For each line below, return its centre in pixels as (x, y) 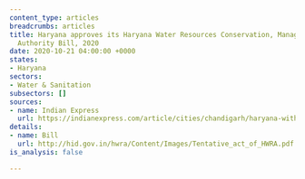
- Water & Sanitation (50, 85)
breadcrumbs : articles (52, 26)
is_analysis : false (46, 152)
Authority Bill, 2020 (59, 43)
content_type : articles (54, 18)
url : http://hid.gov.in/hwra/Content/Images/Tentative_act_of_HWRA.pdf (156, 144)
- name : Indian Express (54, 110)
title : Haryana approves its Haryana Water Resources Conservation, (142, 34)
